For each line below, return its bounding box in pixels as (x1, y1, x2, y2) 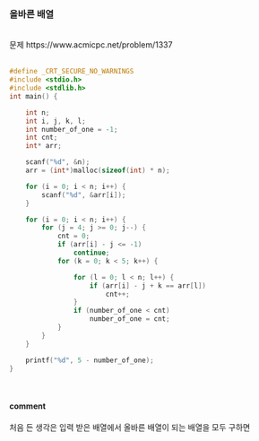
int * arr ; (25, 142, 63, 151)
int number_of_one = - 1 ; (25, 125, 118, 134)
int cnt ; (25, 133, 58, 143)
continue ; (73, 248, 110, 257)
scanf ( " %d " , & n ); (25, 158, 91, 167)
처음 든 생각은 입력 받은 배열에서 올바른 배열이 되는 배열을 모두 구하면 (9, 421, 251, 432)
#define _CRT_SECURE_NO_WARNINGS (9, 67, 134, 76)
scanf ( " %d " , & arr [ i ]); (41, 190, 126, 199)
